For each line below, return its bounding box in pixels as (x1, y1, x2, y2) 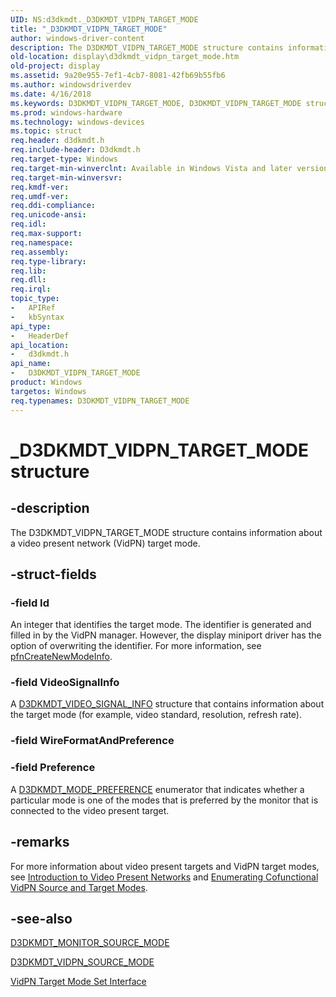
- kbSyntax (10, 312, 65, 322)
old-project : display (10, 61, 101, 71)
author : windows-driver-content (10, 33, 145, 43)
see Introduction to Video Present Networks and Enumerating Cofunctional (10, 871, 319, 883)
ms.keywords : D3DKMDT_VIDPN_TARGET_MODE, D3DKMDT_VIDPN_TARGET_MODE (10, 98, 302, 108)
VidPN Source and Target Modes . (10, 881, 148, 893)
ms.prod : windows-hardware (10, 107, 123, 118)
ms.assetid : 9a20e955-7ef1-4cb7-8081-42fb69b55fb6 (10, 71, 226, 81)
